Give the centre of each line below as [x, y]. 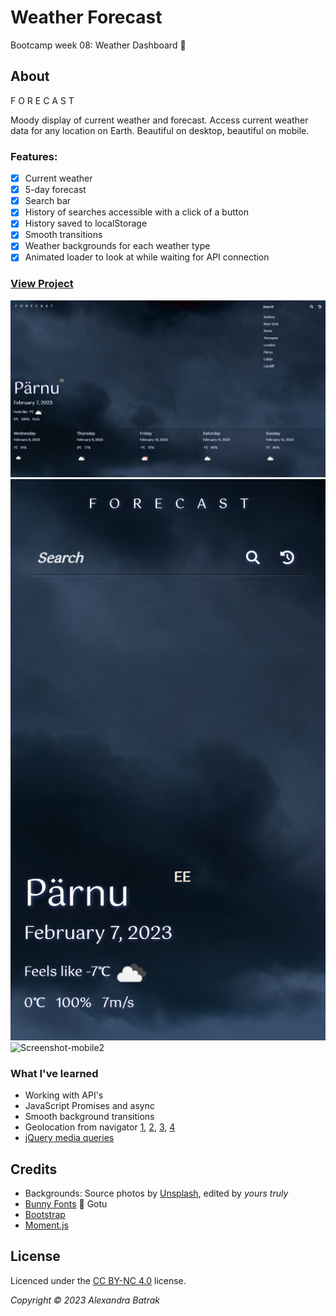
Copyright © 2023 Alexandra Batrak [85, 1300]
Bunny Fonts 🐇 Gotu [66, 1204]
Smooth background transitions [89, 1117]
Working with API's [64, 1095]
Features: [34, 156]
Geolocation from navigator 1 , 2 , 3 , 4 [100, 1127]
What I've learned [54, 1073]
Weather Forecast [86, 17]
